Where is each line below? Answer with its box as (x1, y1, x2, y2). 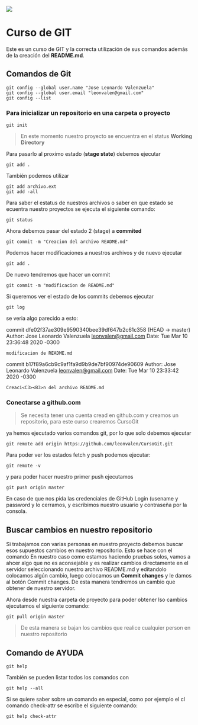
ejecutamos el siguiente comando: (6, 602, 90, 609)
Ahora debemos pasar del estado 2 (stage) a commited (6, 227, 142, 235)
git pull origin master (6, 614, 65, 620)
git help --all (6, 685, 44, 691)
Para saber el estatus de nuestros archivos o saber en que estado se (6, 199, 174, 207)
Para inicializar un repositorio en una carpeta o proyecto (6, 108, 170, 117)
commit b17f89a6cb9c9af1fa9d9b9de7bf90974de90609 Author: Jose (6, 361, 176, 368)
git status (6, 217, 33, 223)
